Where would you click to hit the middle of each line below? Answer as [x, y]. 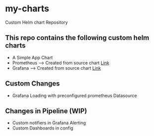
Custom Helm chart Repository [37, 22]
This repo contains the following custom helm [77, 38]
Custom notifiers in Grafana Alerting [49, 123]
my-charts [27, 9]
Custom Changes [33, 84]
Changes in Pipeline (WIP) [46, 111]
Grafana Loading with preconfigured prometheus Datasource [75, 95]
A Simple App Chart [32, 57]
